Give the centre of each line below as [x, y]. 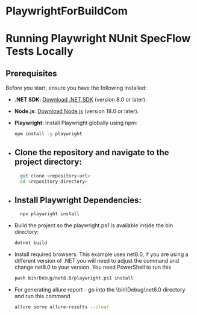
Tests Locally [39, 51]
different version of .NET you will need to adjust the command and [97, 261]
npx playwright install [50, 214]
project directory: [48, 162]
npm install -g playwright [48, 134]
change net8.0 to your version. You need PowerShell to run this [93, 267]
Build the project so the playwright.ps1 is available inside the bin [94, 225]
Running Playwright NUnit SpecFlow [98, 39]
